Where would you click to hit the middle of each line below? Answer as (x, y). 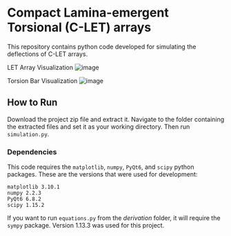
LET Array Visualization (40, 67)
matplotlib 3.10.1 (33, 187)
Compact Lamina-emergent (88, 13)
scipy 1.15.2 (26, 206)
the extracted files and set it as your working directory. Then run (99, 127)
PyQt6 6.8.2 (24, 199)
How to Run (32, 103)
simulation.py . (28, 134)
